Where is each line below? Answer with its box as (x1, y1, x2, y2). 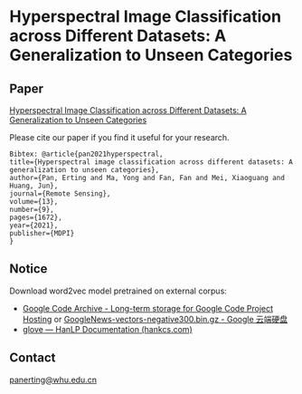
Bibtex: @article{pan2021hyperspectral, (9, 149, 165, 159)
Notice (9, 261, 48, 277)
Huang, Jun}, (9, 181, 59, 190)
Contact (9, 351, 56, 366)
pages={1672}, (9, 213, 63, 222)
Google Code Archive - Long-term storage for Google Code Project (22, 303, 274, 313)
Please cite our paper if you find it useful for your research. (9, 132, 230, 142)
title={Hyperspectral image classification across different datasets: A (9, 158, 294, 167)
